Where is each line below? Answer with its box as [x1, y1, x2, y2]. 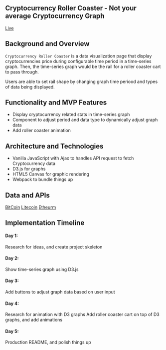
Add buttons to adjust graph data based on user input [5, 289, 116, 295]
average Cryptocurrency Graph [5, 12, 105, 20]
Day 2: [5, 255, 19, 261]
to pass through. [5, 68, 39, 74]
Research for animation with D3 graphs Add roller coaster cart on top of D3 [5, 311, 160, 317]
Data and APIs [5, 191, 50, 199]
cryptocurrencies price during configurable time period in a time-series [5, 58, 152, 64]
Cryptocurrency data [12, 160, 56, 166]
